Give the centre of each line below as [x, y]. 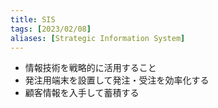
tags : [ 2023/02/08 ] [51, 29]
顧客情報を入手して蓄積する [82, 93]
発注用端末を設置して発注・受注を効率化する [117, 80]
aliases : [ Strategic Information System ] [98, 38]
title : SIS [33, 19]
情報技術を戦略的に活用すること [90, 68]
